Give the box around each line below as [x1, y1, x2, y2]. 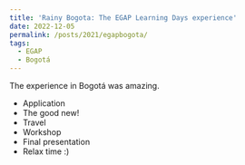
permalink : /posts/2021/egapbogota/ [9, 30, 148, 39]
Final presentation [22, 137, 91, 147]
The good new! [22, 108, 80, 118]
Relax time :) [22, 146, 70, 157]
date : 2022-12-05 [9, 22, 75, 31]
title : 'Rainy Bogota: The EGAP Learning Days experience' [9, 13, 238, 23]
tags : [9, 38, 30, 48]
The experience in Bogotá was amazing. [9, 81, 161, 91]
